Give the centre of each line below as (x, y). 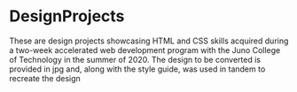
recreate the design (45, 78)
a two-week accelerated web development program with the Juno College (145, 50)
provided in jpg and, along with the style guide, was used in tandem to (137, 69)
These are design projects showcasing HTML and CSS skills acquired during (149, 41)
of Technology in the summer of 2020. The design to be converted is (135, 59)
